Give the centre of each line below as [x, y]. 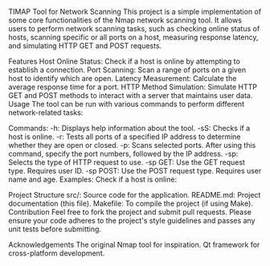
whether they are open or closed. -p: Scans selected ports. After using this [132, 145]
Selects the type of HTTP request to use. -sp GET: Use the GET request [127, 162]
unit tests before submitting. [55, 229]
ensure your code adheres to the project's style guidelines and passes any [132, 221]
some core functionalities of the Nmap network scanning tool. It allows [125, 20]
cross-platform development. [57, 253]
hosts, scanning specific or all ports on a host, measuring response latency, [133, 37]
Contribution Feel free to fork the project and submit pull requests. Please [130, 212]
